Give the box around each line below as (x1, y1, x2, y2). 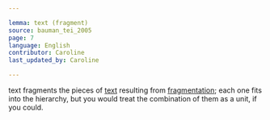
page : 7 (8, 34, 35, 42)
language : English (8, 41, 70, 49)
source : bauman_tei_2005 (8, 26, 92, 35)
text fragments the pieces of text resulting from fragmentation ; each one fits (8, 85, 263, 95)
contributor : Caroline (8, 49, 85, 57)
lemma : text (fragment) (8, 19, 89, 27)
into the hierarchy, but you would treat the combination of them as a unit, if (8, 94, 257, 103)
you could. (8, 102, 44, 112)
